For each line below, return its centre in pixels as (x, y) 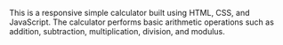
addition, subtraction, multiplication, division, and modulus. (117, 31)
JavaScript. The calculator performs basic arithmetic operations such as (141, 22)
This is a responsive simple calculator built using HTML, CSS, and (129, 13)
